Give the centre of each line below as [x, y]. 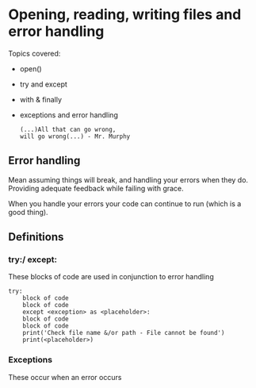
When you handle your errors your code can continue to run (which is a [125, 203]
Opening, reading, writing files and [125, 15]
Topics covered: [34, 53]
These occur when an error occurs [65, 377]
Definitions [36, 237]
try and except [43, 84]
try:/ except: [33, 259]
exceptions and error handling [69, 115]
